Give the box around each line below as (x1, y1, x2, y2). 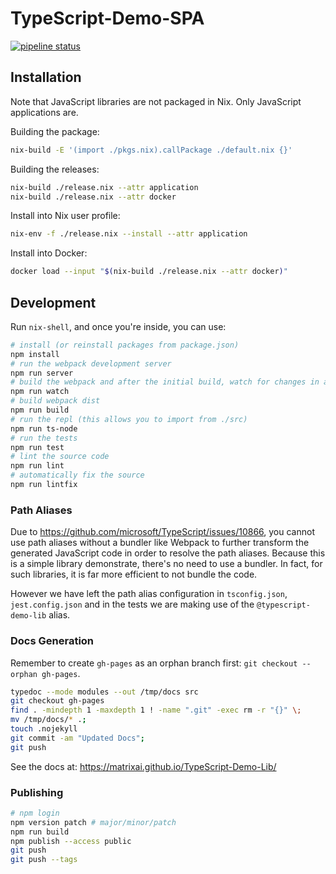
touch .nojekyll (10, 724, 78, 734)
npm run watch (10, 387, 70, 397)
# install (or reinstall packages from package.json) (10, 340, 240, 350)
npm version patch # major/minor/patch (10, 817, 177, 827)
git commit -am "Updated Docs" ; (10, 733, 145, 743)
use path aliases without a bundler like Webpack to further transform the (10, 537, 310, 549)
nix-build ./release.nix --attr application (10, 182, 199, 192)
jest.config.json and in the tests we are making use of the (10, 598, 255, 611)
